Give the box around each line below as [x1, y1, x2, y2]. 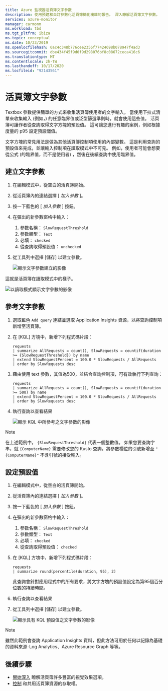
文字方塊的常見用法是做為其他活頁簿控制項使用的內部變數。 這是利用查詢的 [5, 139, 160, 145]
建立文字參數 [5, 167, 45, 176]
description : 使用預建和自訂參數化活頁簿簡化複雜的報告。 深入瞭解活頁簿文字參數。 [5, 12, 160, 17]
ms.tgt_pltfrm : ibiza [5, 31, 51, 36]
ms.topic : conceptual [5, 36, 51, 41]
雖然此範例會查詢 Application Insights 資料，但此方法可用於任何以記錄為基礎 [5, 638, 163, 644]
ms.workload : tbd [5, 26, 42, 31]
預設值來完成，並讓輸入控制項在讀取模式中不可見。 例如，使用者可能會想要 [5, 145, 160, 151]
